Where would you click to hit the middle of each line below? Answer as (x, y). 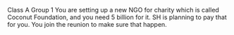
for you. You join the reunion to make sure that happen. (87, 24)
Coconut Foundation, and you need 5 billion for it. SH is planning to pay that (117, 17)
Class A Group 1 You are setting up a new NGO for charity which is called (113, 10)
